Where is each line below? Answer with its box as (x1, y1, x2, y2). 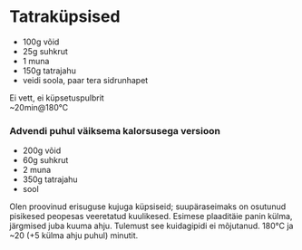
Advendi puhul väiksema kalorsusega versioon (9, 124, 220, 137)
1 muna (22, 55, 50, 66)
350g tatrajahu (22, 174, 79, 185)
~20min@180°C (9, 101, 69, 112)
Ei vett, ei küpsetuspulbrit (9, 92, 104, 103)
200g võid (22, 145, 62, 156)
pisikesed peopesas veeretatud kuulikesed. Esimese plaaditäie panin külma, (9, 211, 293, 222)
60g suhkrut (22, 155, 69, 166)
